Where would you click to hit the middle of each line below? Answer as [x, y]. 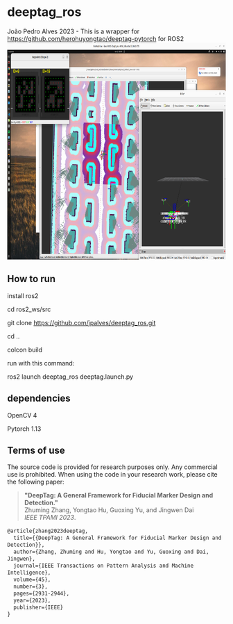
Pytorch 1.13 [24, 429]
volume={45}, [32, 580]
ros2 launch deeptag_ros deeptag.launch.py [70, 377]
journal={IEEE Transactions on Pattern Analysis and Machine [104, 566]
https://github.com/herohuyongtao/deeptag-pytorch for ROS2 [96, 38]
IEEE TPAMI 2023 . [50, 518]
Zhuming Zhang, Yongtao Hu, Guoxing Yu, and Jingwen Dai [109, 510]
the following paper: [36, 482]
